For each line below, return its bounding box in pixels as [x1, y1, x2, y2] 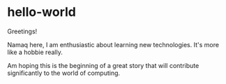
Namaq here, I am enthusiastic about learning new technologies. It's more [7, 40, 220, 49]
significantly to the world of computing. [7, 69, 121, 77]
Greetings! [7, 27, 38, 35]
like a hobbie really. [7, 48, 63, 56]
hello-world [7, 4, 77, 20]
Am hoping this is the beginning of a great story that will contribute [7, 61, 199, 69]
